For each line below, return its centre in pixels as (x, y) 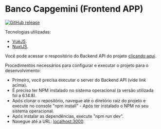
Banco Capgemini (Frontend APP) (74, 9)
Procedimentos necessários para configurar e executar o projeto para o (77, 65)
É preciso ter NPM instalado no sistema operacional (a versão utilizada (83, 90)
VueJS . (19, 41)
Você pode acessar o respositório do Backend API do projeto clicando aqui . (81, 56)
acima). (20, 85)
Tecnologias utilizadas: (28, 32)
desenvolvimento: (23, 70)
